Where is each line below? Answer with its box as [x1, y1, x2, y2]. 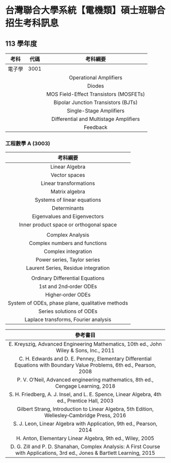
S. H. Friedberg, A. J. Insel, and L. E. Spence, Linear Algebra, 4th [9, 391, 162, 398]
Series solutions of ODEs [38, 308, 98, 315]
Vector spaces [50, 172, 85, 179]
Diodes [87, 83, 105, 89]
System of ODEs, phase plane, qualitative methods [8, 299, 128, 307]
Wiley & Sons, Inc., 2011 [55, 347, 115, 354]
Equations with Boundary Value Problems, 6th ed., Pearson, [14, 362, 156, 369]
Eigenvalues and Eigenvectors [32, 213, 104, 220]
